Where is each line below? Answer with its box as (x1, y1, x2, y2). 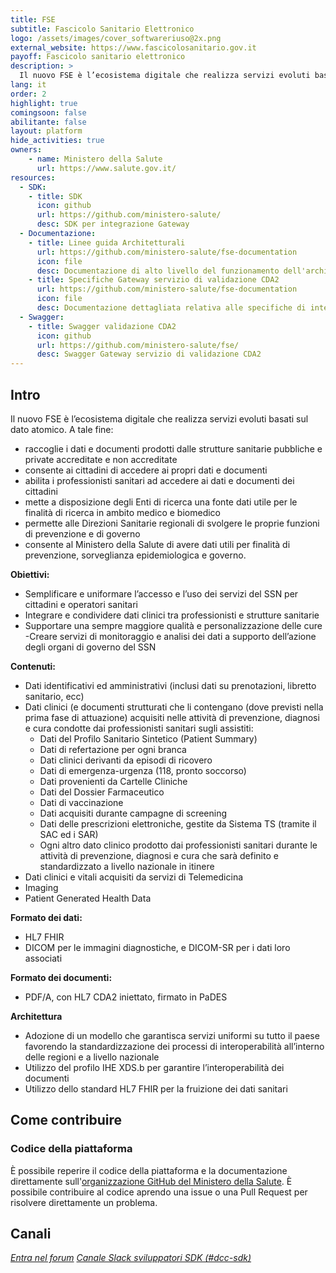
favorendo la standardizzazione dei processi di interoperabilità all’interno (24, 1040, 325, 1052)
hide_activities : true (10, 136, 105, 146)
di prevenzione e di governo (24, 527, 141, 540)
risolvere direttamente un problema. (10, 1196, 158, 1208)
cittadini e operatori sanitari (24, 598, 138, 610)
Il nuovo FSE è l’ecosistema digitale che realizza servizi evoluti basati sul (10, 412, 309, 425)
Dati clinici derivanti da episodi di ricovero (39, 754, 213, 766)
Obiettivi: (10, 568, 50, 580)
